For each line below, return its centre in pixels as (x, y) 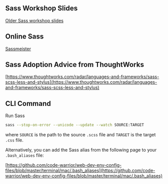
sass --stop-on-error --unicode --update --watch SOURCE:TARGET (75, 125)
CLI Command (28, 103)
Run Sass (15, 116)
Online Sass (25, 37)
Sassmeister (18, 49)
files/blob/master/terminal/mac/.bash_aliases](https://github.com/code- (80, 171)
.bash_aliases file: (25, 155)
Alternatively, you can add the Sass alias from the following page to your (81, 150)
